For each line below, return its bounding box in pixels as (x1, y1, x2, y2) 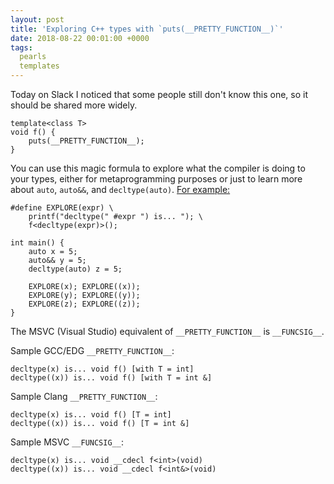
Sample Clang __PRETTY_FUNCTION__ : (10, 391, 158, 402)
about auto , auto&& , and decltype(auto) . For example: (10, 184, 231, 195)
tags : (10, 42, 33, 53)
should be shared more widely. (10, 99, 138, 111)
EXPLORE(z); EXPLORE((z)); (28, 299, 141, 309)
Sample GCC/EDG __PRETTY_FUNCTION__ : (10, 345, 175, 356)
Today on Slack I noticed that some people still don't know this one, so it (10, 89, 308, 100)
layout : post (10, 14, 65, 25)
